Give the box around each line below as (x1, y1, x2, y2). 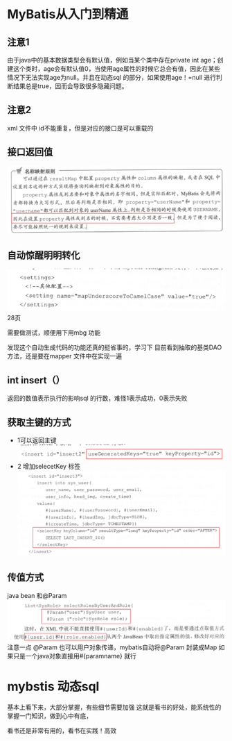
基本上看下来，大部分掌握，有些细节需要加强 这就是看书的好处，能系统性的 (7, 703, 222, 711)
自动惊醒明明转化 (7, 249, 80, 261)
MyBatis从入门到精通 (7, 6, 129, 22)
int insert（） (7, 374, 66, 386)
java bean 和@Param (7, 591, 67, 599)
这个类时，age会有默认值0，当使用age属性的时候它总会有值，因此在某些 (12, 65, 221, 73)
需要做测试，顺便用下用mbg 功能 (7, 328, 101, 337)
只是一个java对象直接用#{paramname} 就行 (12, 651, 136, 660)
